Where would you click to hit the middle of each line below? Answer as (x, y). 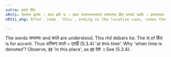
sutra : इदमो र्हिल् (20, 10)
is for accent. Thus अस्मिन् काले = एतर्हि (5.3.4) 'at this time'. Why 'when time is (84, 44)
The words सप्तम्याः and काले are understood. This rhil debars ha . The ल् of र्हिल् (84, 38)
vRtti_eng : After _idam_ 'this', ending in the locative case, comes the (86, 19)
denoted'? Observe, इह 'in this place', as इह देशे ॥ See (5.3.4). (68, 49)
